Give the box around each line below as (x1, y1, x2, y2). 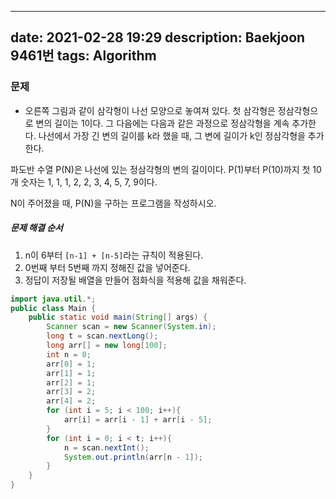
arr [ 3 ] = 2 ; (46, 387, 97, 397)
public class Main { (10, 303, 97, 313)
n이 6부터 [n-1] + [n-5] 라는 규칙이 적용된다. (24, 249, 204, 261)
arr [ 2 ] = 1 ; (46, 377, 97, 388)
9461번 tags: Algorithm (10, 47, 157, 65)
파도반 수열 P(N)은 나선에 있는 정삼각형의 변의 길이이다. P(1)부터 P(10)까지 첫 (10, 163, 311, 175)
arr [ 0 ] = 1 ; (46, 359, 97, 369)
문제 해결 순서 (10, 222, 63, 234)
